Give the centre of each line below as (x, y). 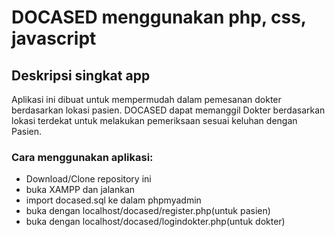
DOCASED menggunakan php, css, (159, 17)
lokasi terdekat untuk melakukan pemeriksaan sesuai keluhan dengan (154, 120)
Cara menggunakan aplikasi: (82, 157)
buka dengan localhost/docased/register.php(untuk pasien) (148, 211)
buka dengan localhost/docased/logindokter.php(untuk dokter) (155, 222)
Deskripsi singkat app (81, 75)
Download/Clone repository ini (88, 179)
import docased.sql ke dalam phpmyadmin (113, 200)
